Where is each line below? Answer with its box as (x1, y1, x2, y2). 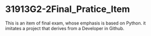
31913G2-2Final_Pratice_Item (5, 3, 130, 15)
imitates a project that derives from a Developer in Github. (5, 25, 124, 31)
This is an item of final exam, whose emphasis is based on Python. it (5, 20, 146, 26)
